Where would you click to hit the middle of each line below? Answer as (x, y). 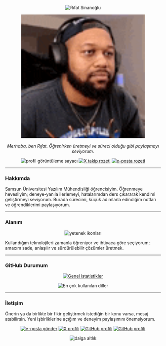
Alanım (14, 222)
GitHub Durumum (27, 265)
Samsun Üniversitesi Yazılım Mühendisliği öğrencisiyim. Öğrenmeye (74, 189)
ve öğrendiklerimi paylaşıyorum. (38, 205)
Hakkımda (18, 178)
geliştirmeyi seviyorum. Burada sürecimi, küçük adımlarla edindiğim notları (81, 200)
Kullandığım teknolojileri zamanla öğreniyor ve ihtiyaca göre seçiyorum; (78, 243)
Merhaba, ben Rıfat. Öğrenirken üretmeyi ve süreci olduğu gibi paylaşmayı (83, 146)
